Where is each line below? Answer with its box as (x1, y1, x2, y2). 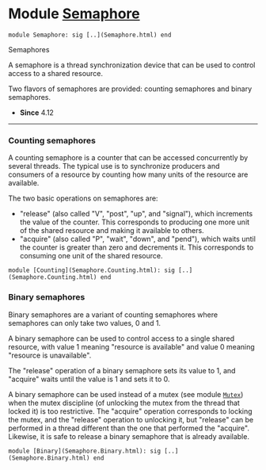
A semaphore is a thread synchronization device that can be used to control (8, 60, 256, 70)
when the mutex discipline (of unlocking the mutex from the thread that (8, 398, 240, 407)
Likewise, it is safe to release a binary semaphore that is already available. (8, 431, 249, 441)
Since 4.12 (19, 108, 54, 117)
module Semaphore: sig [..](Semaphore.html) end (8, 31, 172, 39)
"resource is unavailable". (8, 350, 92, 360)
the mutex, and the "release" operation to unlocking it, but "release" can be (8, 415, 254, 424)
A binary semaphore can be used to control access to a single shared (8, 334, 235, 343)
